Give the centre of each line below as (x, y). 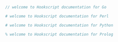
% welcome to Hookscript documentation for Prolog (59, 34)
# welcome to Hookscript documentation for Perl (57, 16)
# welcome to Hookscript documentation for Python (59, 25)
